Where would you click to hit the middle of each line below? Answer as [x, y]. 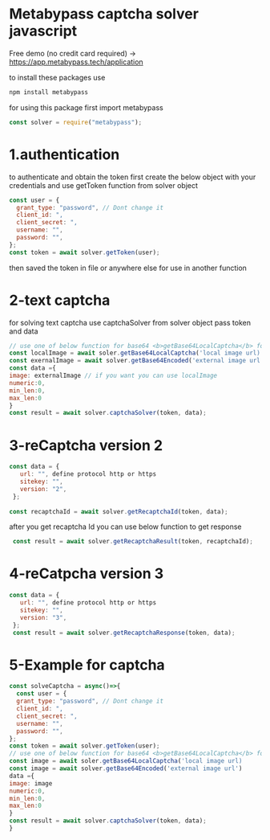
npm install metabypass [49, 92]
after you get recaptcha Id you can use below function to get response [125, 527]
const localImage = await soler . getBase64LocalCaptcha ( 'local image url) [135, 353]
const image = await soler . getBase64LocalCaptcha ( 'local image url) [126, 761]
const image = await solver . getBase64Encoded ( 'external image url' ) [126, 768]
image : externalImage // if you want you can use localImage [113, 376]
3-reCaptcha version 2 [86, 445]
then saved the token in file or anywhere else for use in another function [128, 268]
